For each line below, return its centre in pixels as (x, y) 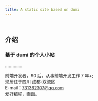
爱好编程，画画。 (22, 94)
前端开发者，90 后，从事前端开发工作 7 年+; (49, 76)
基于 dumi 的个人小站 (30, 55)
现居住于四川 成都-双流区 (30, 82)
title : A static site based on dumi (42, 9)
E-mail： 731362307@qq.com (35, 88)
